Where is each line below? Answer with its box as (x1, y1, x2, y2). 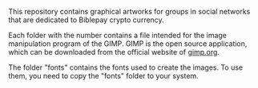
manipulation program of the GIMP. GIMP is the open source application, (8, 39, 248, 48)
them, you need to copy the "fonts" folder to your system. (8, 71, 199, 80)
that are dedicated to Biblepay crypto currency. (8, 15, 164, 25)
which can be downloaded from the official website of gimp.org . (8, 48, 220, 56)
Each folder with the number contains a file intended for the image (8, 31, 227, 40)
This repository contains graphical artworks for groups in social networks (8, 7, 251, 16)
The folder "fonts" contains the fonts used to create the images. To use (8, 63, 244, 72)
